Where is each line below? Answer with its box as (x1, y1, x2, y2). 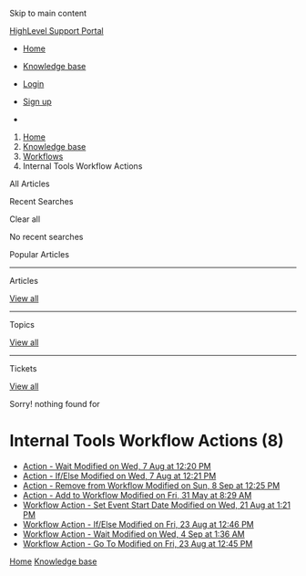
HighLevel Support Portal (9, 26, 105, 36)
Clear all (9, 214, 41, 225)
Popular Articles (9, 249, 70, 259)
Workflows (22, 151, 64, 162)
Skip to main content (9, 8, 87, 18)
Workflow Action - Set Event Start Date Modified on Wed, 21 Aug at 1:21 (22, 499, 291, 510)
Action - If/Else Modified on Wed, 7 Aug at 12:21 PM (22, 470, 217, 481)
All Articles (9, 178, 50, 189)
